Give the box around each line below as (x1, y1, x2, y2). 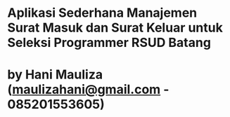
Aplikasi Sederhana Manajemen (7, 5, 198, 21)
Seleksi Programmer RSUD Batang (7, 35, 211, 50)
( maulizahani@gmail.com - (7, 82, 170, 97)
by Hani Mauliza (7, 67, 103, 83)
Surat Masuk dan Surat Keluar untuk (7, 20, 223, 36)
